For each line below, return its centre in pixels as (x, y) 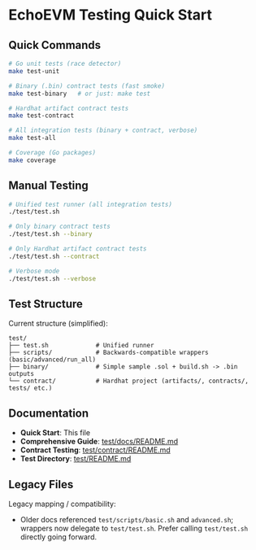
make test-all (33, 138)
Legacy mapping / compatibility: (62, 504)
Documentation (49, 413)
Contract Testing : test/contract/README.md (95, 450)
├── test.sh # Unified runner (81, 346)
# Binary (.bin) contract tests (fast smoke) (87, 86)
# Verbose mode (34, 271)
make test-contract (41, 116)
